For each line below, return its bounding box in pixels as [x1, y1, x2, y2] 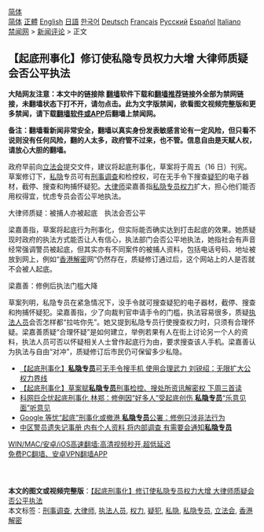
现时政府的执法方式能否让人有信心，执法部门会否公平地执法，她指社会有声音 [8, 235, 256, 244]
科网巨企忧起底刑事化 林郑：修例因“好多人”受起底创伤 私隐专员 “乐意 [19, 393, 240, 402]
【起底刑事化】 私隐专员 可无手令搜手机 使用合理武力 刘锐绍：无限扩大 [19, 364, 244, 373]
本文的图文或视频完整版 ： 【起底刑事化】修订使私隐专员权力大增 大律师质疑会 [8, 486, 255, 495]
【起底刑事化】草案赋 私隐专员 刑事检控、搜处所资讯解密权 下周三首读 [19, 383, 242, 393]
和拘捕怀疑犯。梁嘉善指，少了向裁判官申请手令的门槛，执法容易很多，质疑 [8, 307, 249, 316]
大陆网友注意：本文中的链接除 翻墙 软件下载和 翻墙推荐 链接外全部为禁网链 [8, 89, 244, 98]
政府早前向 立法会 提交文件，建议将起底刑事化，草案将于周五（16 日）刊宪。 [8, 161, 251, 171]
